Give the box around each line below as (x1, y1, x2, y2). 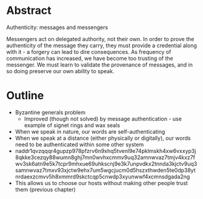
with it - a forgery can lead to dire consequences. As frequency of (6, 48, 171, 55)
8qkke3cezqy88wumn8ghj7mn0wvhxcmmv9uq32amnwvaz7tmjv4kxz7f (15, 154, 196, 161)
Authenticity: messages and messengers (6, 24, 108, 31)
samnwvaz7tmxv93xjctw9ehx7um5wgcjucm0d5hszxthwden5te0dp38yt (15, 166, 196, 174)
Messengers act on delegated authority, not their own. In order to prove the (6, 35, 195, 42)
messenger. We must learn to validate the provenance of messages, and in (6, 61, 193, 68)
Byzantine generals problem (15, 108, 86, 116)
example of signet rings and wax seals (24, 122, 120, 129)
